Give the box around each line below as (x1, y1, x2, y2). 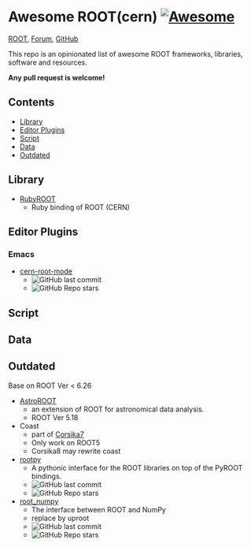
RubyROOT (19, 194, 57, 203)
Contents (8, 95, 55, 110)
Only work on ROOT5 (31, 437, 101, 447)
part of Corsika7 (31, 430, 84, 439)
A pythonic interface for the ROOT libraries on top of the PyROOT (31, 463, 243, 472)
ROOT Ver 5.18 (31, 412, 79, 422)
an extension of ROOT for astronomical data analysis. (31, 404, 205, 414)
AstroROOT (19, 396, 57, 405)
